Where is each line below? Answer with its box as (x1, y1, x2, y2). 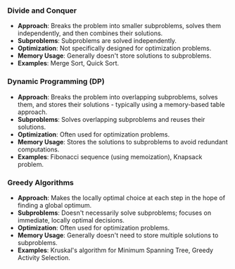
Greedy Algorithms (7, 177, 74, 187)
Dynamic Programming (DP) (7, 77, 105, 87)
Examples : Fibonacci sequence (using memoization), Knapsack (17, 152, 203, 161)
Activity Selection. (17, 253, 70, 262)
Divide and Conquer (7, 6, 77, 15)
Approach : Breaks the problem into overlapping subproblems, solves (17, 92, 218, 101)
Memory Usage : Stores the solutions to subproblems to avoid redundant (17, 137, 228, 146)
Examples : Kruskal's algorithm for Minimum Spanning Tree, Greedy (17, 246, 213, 254)
